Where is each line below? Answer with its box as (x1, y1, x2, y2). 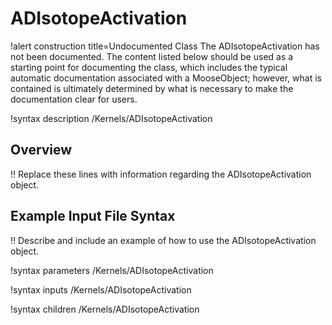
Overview (10, 142, 73, 159)
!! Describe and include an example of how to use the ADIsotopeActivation (10, 234, 317, 246)
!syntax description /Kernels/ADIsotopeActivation (10, 112, 213, 124)
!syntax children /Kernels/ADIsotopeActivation (10, 303, 200, 315)
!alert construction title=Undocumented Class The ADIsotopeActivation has (10, 40, 320, 52)
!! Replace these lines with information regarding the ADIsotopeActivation (10, 168, 312, 180)
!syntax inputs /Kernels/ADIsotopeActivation (10, 283, 192, 296)
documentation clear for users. (10, 93, 138, 105)
